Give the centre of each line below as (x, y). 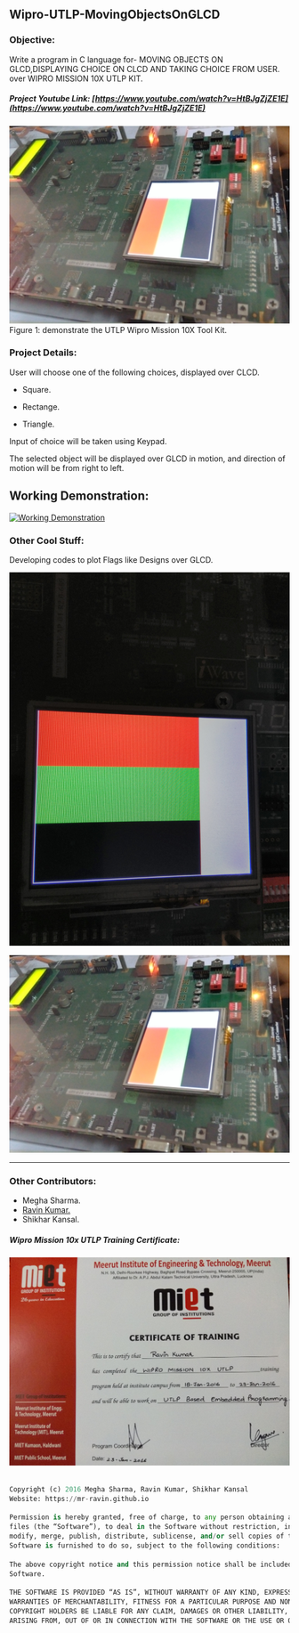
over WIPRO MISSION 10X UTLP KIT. (77, 78)
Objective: (32, 40)
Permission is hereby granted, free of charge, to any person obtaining (147, 1517)
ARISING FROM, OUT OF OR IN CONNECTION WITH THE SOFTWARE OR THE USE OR (147, 1621)
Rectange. (41, 406)
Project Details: (43, 353)
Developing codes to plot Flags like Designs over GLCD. (111, 559)
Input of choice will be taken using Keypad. (88, 441)
